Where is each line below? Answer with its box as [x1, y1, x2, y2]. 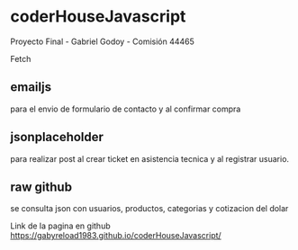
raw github [10, 179, 73, 194]
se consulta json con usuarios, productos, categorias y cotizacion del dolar [10, 203, 289, 214]
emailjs [10, 79, 52, 95]
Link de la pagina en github [10, 220, 111, 231]
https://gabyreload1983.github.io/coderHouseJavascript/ [10, 230, 221, 241]
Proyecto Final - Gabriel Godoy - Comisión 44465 [10, 36, 194, 47]
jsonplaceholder [10, 129, 104, 145]
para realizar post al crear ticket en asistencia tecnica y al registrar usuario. [10, 153, 290, 164]
